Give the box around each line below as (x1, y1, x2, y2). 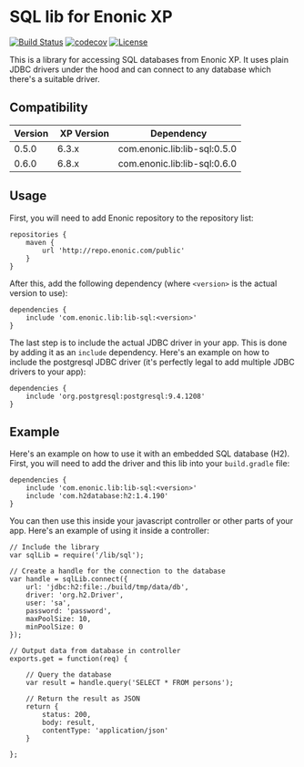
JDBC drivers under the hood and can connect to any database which (9, 64, 271, 75)
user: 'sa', (25, 598, 71, 608)
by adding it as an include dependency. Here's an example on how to (9, 346, 270, 357)
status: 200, (42, 711, 92, 720)
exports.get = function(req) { (9, 654, 128, 664)
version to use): (9, 287, 68, 298)
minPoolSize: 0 (25, 622, 84, 632)
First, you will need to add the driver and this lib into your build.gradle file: (9, 458, 290, 469)
